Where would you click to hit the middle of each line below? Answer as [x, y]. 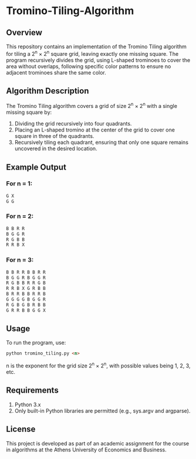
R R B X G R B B [26, 289]
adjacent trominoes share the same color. [56, 72]
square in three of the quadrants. [54, 136]
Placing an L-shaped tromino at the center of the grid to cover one [94, 130]
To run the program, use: [36, 343]
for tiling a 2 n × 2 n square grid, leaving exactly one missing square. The [92, 53]
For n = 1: [19, 184]
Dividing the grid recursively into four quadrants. [73, 124]
